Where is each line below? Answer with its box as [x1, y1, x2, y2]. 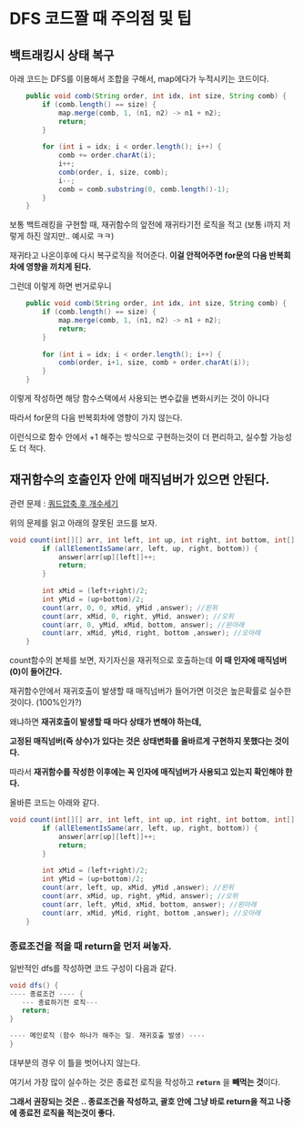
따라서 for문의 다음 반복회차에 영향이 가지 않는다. [9, 412, 183, 423]
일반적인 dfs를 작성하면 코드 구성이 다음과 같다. [9, 962, 177, 973]
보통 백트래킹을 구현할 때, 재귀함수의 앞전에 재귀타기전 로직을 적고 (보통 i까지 [9, 220, 281, 231]
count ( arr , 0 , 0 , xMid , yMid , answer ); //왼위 [42, 603, 218, 612]
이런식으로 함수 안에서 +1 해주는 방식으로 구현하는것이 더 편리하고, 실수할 [9, 432, 268, 442]
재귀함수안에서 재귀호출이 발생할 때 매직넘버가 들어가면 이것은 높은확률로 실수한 [9, 685, 292, 697]
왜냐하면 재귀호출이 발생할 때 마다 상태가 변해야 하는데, [9, 716, 202, 727]
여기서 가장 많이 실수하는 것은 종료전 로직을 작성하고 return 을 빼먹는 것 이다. [9, 1076, 281, 1087]
